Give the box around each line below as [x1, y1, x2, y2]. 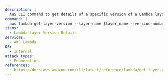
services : [5, 35, 26, 40]
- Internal [9, 49, 32, 54]
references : [5, 63, 30, 68]
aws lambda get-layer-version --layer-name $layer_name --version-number [9, 21, 166, 26]
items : [5, 26, 19, 31]
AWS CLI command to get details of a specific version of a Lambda [9, 12, 153, 17]
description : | [5, 7, 37, 12]
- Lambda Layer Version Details [9, 30, 77, 35]
